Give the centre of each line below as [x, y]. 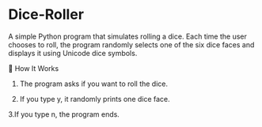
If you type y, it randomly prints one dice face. [95, 99]
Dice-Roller [46, 15]
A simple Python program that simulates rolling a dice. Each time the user [128, 36]
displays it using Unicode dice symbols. [73, 53]
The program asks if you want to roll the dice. [94, 84]
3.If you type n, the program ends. [64, 114]
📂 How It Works [34, 68]
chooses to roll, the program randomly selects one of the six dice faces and [131, 44]
